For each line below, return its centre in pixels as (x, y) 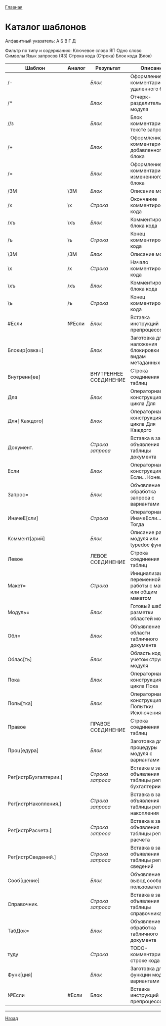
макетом (141, 598)
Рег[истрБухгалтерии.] (35, 777)
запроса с (142, 498)
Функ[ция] (20, 974)
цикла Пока (144, 686)
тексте (138, 129)
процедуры (144, 747)
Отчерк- (141, 97)
